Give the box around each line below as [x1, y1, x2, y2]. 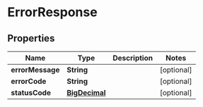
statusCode [11, 88, 52, 97]
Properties [7, 32, 55, 44]
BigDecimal [66, 88, 106, 97]
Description [112, 53, 153, 63]
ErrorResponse [7, 4, 98, 20]
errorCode [11, 77, 47, 86]
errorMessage [11, 65, 60, 75]
